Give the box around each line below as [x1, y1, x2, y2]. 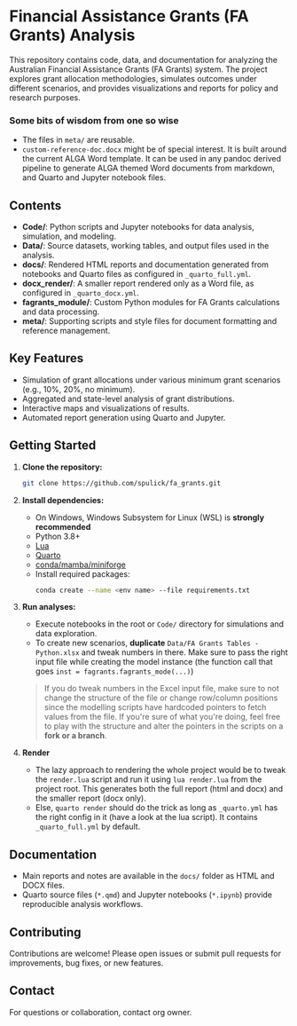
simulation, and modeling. [21, 231, 117, 241]
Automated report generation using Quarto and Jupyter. [21, 412, 226, 422]
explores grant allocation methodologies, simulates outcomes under [9, 73, 257, 83]
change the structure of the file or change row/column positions [43, 692, 278, 703]
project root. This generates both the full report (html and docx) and [35, 784, 284, 794]
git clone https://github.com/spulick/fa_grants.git [21, 478, 222, 487]
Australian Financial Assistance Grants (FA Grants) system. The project [9, 64, 268, 75]
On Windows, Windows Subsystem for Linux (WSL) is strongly [35, 512, 264, 523]
